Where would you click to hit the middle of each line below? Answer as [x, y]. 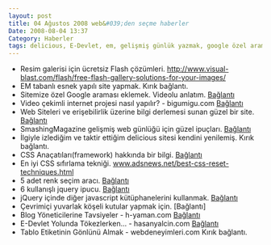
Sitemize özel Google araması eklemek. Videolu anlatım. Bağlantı [127, 95]
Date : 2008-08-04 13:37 [48, 31]
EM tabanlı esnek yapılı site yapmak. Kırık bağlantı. [104, 87]
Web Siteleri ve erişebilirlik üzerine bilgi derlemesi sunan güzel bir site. [137, 112]
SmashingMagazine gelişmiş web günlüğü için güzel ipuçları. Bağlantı [135, 129]
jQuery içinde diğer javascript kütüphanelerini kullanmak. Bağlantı [129, 198]
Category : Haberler [41, 38]
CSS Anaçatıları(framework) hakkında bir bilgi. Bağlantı [111, 155]
